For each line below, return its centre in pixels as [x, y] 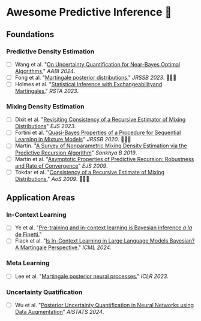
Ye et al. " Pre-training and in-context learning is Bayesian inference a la [103, 228]
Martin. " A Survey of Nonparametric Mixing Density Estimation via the [101, 146]
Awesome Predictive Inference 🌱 [89, 12]
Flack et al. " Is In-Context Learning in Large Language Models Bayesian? [105, 241]
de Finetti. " [28, 234]
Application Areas [40, 198]
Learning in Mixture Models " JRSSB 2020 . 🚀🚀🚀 [73, 140]
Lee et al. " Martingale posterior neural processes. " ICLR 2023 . [92, 276]
